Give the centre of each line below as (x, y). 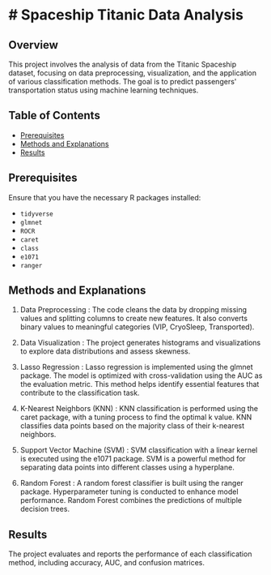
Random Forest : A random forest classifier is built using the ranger (132, 483)
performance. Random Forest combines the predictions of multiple (131, 500)
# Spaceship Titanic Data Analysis (126, 15)
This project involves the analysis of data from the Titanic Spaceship (123, 64)
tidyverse (37, 214)
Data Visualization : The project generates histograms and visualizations (140, 343)
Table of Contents (55, 116)
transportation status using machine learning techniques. (104, 90)
